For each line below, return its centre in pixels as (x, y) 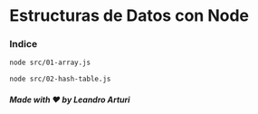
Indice (24, 44)
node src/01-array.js (50, 63)
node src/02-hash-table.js (60, 79)
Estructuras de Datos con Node (129, 16)
